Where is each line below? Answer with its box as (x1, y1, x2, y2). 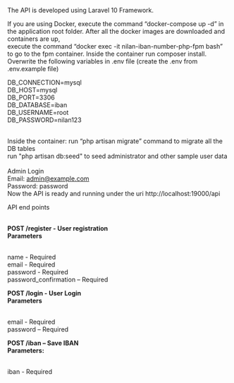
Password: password (7, 182, 68, 190)
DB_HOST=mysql (7, 86, 58, 94)
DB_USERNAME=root (7, 109, 69, 116)
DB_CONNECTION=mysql (7, 78, 82, 87)
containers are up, (7, 35, 61, 43)
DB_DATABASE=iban (7, 101, 68, 109)
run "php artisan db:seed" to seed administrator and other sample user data (7, 152, 228, 160)
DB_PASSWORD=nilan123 (7, 116, 82, 124)
